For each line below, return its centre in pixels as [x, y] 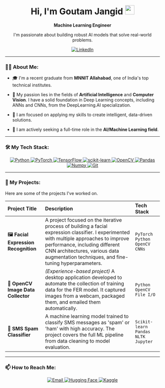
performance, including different [82, 244]
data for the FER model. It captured [85, 290]
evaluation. [57, 347]
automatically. [61, 308]
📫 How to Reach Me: [31, 367]
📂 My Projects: [23, 183]
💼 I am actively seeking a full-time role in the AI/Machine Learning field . [85, 130]
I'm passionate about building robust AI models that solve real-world [82, 35]
